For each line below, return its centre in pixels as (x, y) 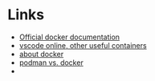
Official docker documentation (69, 37)
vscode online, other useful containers (83, 45)
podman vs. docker (51, 63)
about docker (41, 54)
